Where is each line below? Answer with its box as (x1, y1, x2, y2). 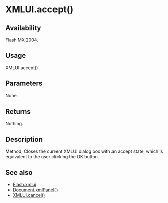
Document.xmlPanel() (12, 187, 58, 193)
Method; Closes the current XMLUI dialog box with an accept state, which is (5, 148, 163, 154)
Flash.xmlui (12, 182, 36, 188)
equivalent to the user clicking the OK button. (5, 154, 99, 160)
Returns (5, 107, 31, 116)
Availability (5, 24, 41, 32)
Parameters (5, 79, 43, 88)
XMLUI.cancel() (12, 192, 45, 198)
